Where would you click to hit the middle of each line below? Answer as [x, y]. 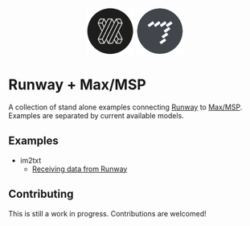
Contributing [41, 194]
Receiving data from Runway [80, 169]
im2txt [31, 160]
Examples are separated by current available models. [96, 115]
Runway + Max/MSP [77, 85]
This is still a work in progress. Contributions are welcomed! [107, 213]
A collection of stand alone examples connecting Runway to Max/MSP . [125, 107]
